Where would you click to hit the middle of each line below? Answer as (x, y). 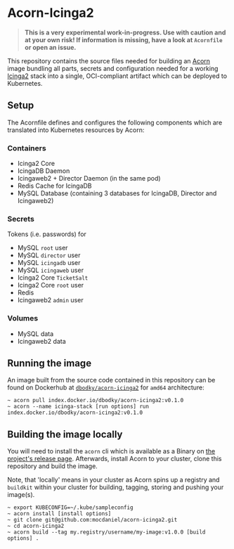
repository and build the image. (53, 466)
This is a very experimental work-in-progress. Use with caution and (125, 32)
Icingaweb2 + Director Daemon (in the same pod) (89, 179)
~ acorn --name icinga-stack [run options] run (78, 407)
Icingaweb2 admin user (50, 300)
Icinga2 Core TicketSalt (53, 278)
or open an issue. (50, 47)
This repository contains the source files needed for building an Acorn (109, 60)
